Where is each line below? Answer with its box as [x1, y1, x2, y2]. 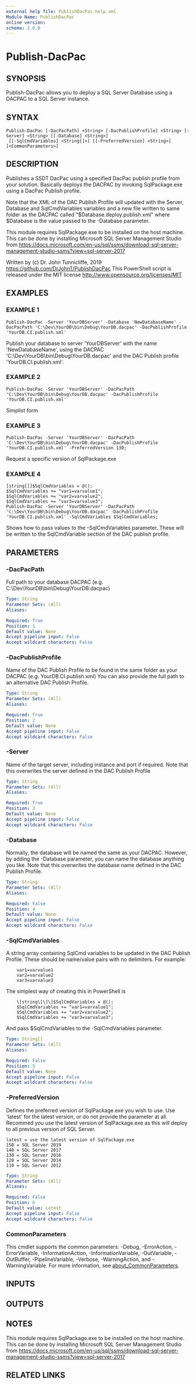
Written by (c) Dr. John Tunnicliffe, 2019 [6, 259, 102, 266]
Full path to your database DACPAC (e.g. [6, 578, 104, 586]
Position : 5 [6, 1063, 35, 1069]
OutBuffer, [6, 1256, 31, 1263]
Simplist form [6, 407, 38, 414]
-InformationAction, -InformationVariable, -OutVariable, [40, 1249, 174, 1256]
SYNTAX [6, 112, 39, 122]
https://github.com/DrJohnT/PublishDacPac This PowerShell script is [6, 265, 171, 272]
